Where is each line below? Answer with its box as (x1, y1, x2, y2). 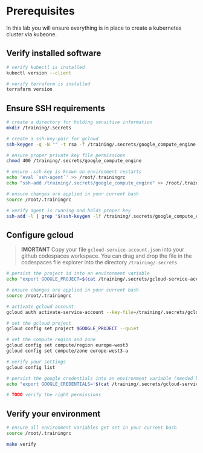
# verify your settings (6, 359, 66, 365)
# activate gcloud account (6, 304, 74, 310)
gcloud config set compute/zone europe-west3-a (6, 348, 129, 354)
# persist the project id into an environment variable (6, 270, 150, 276)
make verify (6, 441, 36, 447)
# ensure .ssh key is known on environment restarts (6, 169, 142, 175)
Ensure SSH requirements (6, 103, 106, 113)
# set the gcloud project (6, 320, 71, 326)
